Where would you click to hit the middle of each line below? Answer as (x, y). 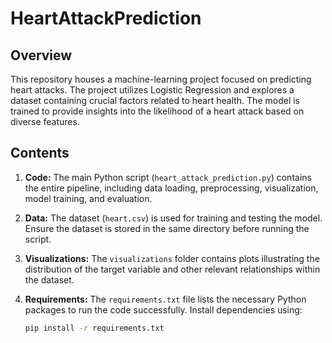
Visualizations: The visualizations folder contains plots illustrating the (172, 258)
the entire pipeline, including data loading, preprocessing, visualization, (171, 188)
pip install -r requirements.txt (94, 328)
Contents (40, 153)
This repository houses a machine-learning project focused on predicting (161, 79)
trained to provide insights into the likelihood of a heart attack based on (157, 111)
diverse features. (45, 121)
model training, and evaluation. (88, 198)
